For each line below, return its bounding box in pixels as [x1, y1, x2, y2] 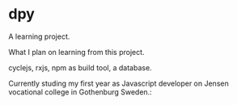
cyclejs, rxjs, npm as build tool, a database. [8, 62, 152, 73]
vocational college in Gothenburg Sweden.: [8, 86, 152, 97]
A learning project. [8, 31, 70, 41]
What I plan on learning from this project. [8, 47, 145, 57]
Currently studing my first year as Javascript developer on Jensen [8, 78, 229, 88]
